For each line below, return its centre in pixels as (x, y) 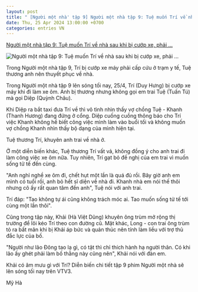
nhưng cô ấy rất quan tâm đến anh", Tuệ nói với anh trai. (74, 188)
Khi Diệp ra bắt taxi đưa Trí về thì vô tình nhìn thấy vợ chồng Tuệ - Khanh (94, 109)
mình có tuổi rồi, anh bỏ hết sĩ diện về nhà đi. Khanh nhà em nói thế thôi (93, 181)
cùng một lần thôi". (29, 206)
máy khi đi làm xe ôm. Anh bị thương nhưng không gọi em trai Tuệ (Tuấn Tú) (98, 92)
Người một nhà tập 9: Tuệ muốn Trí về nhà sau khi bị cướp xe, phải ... (90, 45)
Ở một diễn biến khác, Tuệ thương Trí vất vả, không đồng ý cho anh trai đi (95, 151)
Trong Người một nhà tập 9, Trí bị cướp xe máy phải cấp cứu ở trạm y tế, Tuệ (99, 68)
